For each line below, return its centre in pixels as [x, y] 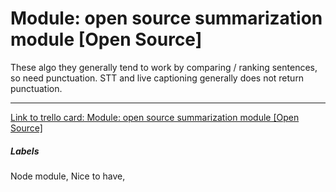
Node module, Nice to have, [68, 176]
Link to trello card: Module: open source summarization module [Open [155, 117]
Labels [25, 151]
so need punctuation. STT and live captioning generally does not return [157, 78]
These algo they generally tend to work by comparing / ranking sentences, [164, 67]
